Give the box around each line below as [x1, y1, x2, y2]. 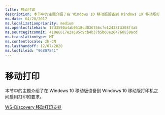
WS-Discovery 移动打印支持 [5, 104, 62, 110]
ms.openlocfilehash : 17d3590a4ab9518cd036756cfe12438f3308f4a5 [5, 25, 138, 30]
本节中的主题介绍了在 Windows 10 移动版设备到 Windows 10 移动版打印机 [5, 88, 154, 93]
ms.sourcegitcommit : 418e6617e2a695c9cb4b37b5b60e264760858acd [5, 30, 138, 35]
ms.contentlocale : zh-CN [5, 39, 56, 44]
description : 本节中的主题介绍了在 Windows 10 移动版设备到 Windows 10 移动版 [5, 12, 157, 17]
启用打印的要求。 [9, 94, 44, 100]
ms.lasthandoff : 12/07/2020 [5, 44, 63, 48]
